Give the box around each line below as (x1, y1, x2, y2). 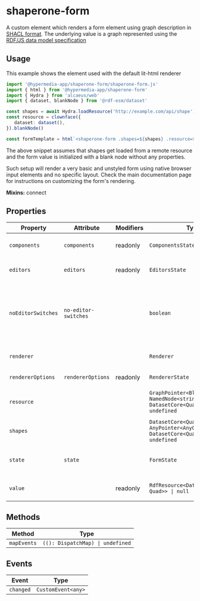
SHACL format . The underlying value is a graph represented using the (6, 30, 177, 37)
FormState (149, 457, 177, 463)
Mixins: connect (6, 189, 46, 196)
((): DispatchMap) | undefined (42, 540, 132, 547)
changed (9, 586, 31, 593)
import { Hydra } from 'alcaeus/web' (6, 92, 100, 98)
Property (20, 224, 46, 232)
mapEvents (9, 540, 37, 547)
